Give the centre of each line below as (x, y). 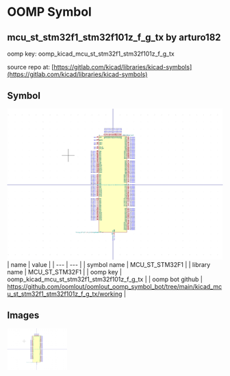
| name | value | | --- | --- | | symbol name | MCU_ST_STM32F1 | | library (109, 264)
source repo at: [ (30, 67)
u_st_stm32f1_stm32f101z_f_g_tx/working (65, 294)
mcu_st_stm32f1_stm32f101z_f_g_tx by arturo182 (114, 37)
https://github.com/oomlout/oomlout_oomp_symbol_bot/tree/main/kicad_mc (115, 286)
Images (23, 315)
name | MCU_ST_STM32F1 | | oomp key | (64, 272)
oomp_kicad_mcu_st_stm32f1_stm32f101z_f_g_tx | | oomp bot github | (105, 279)
